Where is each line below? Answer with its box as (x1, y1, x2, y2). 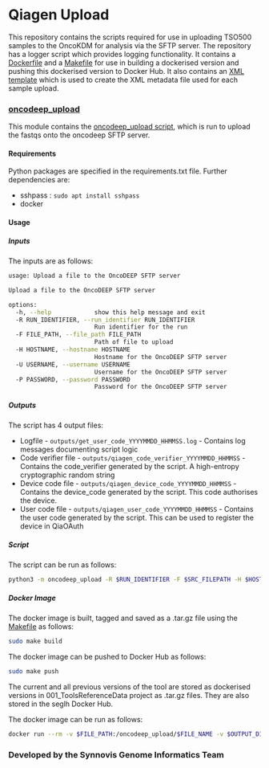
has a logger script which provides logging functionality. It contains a (8, 49, 236, 59)
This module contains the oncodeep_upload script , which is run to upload (8, 122, 251, 132)
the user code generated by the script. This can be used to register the (19, 513, 255, 523)
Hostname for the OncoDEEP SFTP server (94, 353, 227, 361)
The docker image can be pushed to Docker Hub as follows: (8, 652, 207, 661)
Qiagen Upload (8, 6, 110, 24)
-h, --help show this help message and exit (15, 308, 206, 317)
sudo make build (8, 637, 62, 646)
